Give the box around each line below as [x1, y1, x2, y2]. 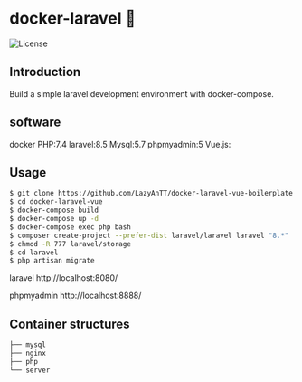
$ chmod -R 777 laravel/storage [9, 239, 131, 248]
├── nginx [9, 349, 47, 358]
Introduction [9, 64, 81, 80]
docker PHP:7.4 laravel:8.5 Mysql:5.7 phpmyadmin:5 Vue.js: [9, 138, 231, 149]
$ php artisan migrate [9, 256, 95, 265]
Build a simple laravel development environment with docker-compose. [9, 88, 274, 99]
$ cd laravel [9, 248, 59, 257]
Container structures [9, 316, 130, 331]
